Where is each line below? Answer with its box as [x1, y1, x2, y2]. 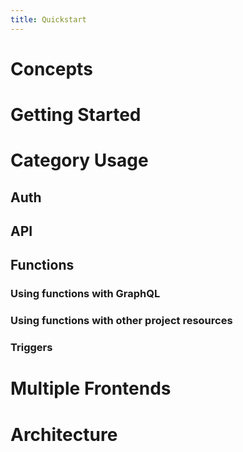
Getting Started [10, 104, 142, 126]
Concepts [10, 57, 93, 80]
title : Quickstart [10, 14, 87, 25]
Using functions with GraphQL [10, 287, 161, 301]
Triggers [10, 341, 53, 355]
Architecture [10, 423, 118, 446]
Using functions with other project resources [10, 314, 233, 328]
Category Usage [10, 149, 149, 172]
